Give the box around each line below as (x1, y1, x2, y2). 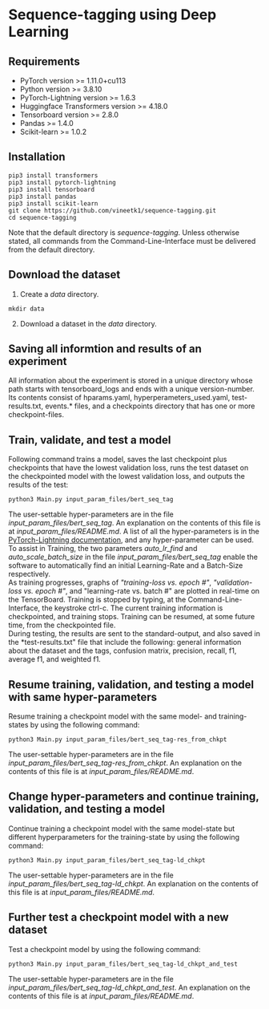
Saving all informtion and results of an (8, 342, 203, 356)
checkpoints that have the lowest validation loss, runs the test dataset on (8, 463, 249, 472)
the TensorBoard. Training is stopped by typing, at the (8, 595, 187, 605)
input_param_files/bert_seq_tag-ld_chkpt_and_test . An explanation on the (8, 983, 251, 992)
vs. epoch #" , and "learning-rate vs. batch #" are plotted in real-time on (23, 586, 260, 596)
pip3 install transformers (8, 171, 98, 180)
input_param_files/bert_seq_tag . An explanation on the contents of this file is (8, 518, 261, 528)
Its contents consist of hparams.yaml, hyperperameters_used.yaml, (8, 393, 231, 403)
